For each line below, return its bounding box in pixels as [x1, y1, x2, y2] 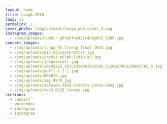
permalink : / [5, 21, 33, 27]
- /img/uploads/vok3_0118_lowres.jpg [10, 87, 90, 93]
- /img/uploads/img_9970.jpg [10, 78, 72, 83]
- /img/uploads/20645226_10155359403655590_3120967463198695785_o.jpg [10, 64, 162, 69]
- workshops [10, 102, 36, 107]
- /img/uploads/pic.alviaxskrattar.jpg [10, 50, 94, 55]
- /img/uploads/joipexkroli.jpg [10, 59, 79, 64]
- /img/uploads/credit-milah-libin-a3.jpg [10, 54, 101, 60]
